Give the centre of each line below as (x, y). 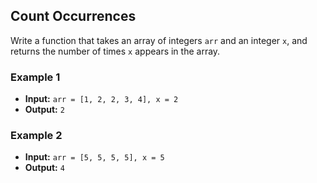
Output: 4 (44, 168)
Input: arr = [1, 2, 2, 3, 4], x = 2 (101, 99)
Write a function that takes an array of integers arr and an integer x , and (159, 40)
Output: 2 (44, 110)
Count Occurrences (73, 16)
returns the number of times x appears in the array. (115, 51)
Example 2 (36, 136)
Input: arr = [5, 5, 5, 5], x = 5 (94, 157)
